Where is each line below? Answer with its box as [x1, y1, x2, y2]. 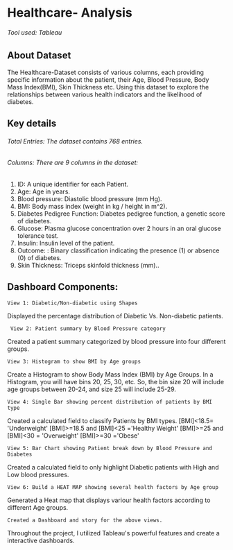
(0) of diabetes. [17, 254, 62, 262]
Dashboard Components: [7, 281, 119, 293]
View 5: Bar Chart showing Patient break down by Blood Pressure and [7, 445, 213, 452]
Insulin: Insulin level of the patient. [17, 239, 115, 248]
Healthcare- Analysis [7, 5, 133, 21]
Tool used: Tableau [7, 28, 62, 36]
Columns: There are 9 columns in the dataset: [7, 158, 139, 167]
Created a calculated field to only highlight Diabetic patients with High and [7, 463, 220, 471]
